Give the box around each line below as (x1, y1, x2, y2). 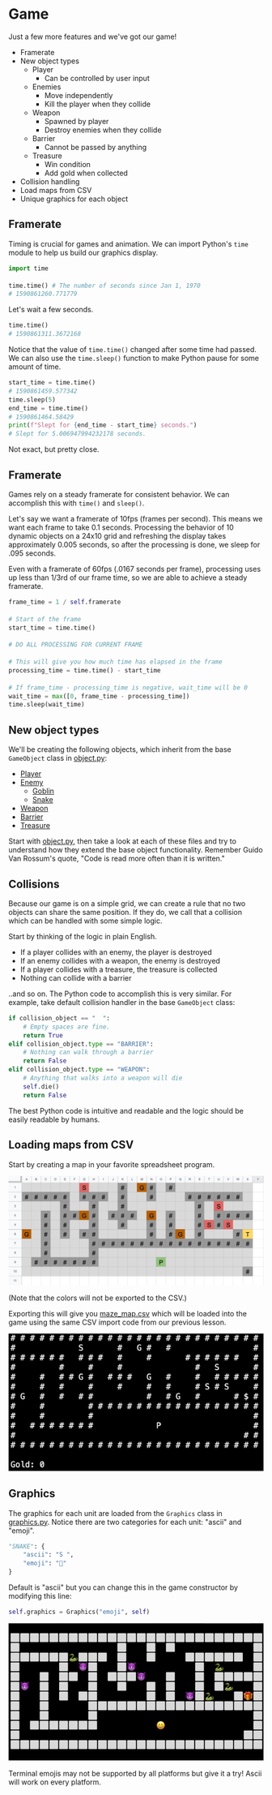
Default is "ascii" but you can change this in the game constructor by (8, 1582, 239, 1592)
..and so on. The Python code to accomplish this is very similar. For (8, 989, 232, 998)
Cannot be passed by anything (44, 142, 147, 152)
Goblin (32, 786, 55, 796)
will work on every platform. (8, 1777, 101, 1787)
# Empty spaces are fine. (23, 1023, 111, 1031)
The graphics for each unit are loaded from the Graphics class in (8, 1508, 223, 1518)
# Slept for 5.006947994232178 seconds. (8, 430, 147, 438)
